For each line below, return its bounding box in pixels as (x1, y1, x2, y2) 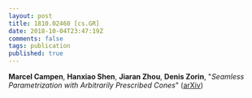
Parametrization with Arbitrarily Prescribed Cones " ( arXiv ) (8, 80, 204, 90)
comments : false (8, 34, 63, 43)
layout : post (8, 11, 53, 20)
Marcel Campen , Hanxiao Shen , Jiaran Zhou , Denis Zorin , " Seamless (8, 72, 245, 81)
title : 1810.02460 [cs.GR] (8, 19, 100, 28)
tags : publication (8, 42, 71, 50)
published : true (8, 49, 63, 58)
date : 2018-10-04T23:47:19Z (8, 27, 104, 35)
